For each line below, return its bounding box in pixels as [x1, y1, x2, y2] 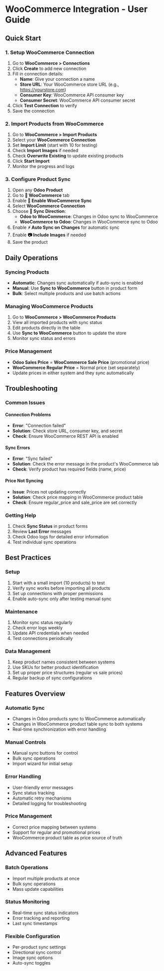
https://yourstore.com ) [19, 86, 66, 93]
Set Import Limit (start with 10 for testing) [12, 142, 98, 148]
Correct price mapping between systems [12, 824, 96, 830]
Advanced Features [5, 849, 68, 858]
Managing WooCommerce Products [5, 303, 93, 310]
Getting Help [5, 512, 36, 519]
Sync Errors [5, 445, 30, 451]
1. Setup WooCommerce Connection [5, 49, 94, 56]
